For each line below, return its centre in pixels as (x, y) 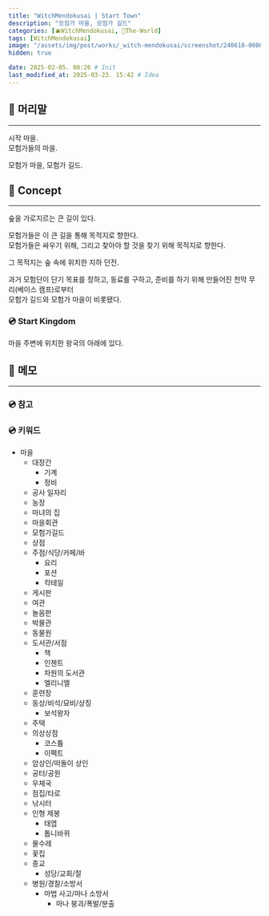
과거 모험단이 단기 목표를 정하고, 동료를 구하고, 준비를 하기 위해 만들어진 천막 (128, 280)
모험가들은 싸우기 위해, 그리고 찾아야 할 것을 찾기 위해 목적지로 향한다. (117, 245)
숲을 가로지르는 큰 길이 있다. (52, 218)
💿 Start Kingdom (42, 322)
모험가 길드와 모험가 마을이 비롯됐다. (65, 300)
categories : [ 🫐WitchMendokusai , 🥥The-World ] (85, 30)
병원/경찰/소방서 (57, 883)
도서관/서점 (50, 642)
